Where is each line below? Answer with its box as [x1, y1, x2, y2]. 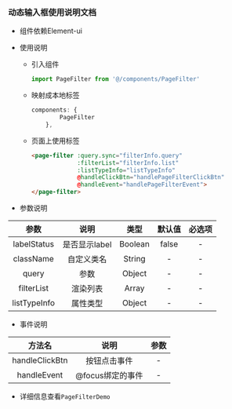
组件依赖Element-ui [19, 26, 82, 36]
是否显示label [62, 239, 112, 250]
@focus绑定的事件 [75, 371, 143, 382]
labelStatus [13, 239, 55, 250]
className [13, 254, 55, 265]
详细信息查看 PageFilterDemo [19, 392, 111, 401]
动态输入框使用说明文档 [8, 6, 96, 17]
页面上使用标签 [31, 136, 80, 145]
